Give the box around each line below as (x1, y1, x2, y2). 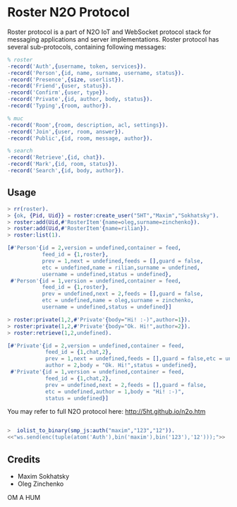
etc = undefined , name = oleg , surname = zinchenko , (42, 297, 194, 304)
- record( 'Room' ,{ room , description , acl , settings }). (7, 121, 169, 129)
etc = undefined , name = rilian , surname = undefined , (42, 264, 200, 271)
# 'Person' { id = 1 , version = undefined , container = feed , (10, 277, 181, 285)
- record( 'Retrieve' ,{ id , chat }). (7, 154, 106, 161)
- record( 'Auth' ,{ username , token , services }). (7, 63, 147, 70)
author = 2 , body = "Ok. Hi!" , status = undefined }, (44, 362, 197, 369)
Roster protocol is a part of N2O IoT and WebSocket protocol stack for (7, 28, 212, 36)
